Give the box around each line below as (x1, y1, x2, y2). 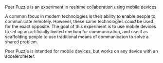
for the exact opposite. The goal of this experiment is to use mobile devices (5, 24, 157, 29)
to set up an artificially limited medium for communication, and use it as (5, 29, 148, 34)
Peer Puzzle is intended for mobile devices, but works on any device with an (5, 48, 158, 54)
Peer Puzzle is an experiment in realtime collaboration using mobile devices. (5, 4, 158, 10)
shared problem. (5, 39, 38, 45)
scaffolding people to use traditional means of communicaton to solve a (5, 34, 149, 39)
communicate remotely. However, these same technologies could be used (5, 19, 153, 24)
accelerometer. (5, 53, 36, 59)
